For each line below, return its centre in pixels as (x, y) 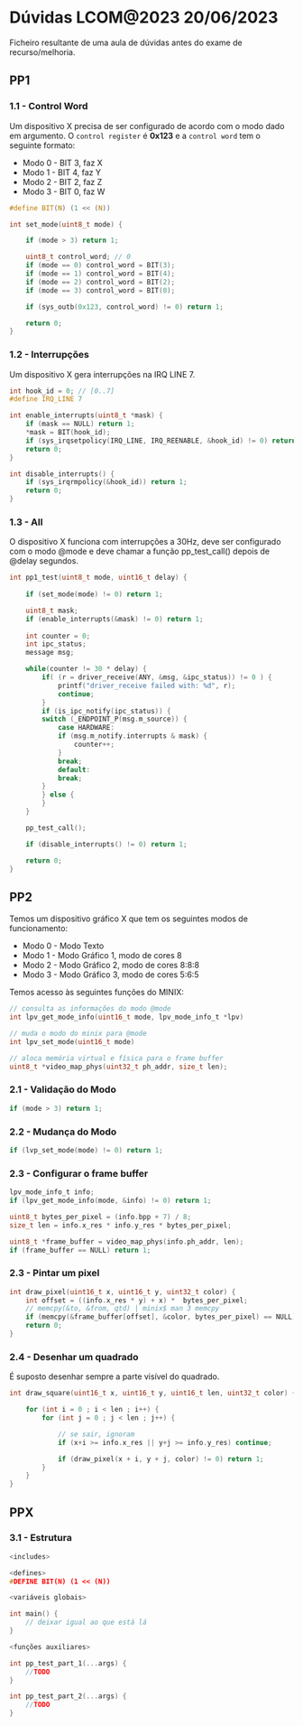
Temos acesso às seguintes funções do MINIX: (97, 993)
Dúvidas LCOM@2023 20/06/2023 (144, 18)
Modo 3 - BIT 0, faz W (64, 191)
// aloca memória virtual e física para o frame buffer (116, 1058)
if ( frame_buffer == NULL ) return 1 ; (80, 1250)
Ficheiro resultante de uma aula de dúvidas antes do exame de (126, 42)
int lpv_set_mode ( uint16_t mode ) (72, 1041)
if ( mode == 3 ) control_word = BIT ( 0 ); (101, 290)
